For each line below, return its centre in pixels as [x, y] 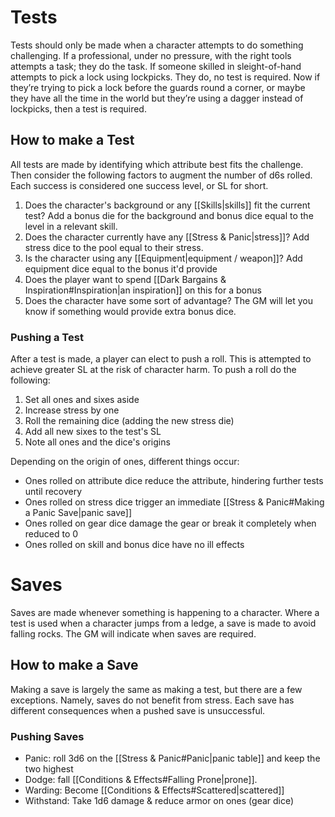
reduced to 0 [51, 534]
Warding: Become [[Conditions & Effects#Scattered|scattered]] [154, 790]
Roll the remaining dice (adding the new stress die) [129, 421]
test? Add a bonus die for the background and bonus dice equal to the [169, 215]
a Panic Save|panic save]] [78, 513]
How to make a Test [72, 140]
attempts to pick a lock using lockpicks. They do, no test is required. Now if [165, 77]
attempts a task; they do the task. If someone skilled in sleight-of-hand [156, 66]
